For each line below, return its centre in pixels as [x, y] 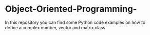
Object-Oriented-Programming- [71, 9]
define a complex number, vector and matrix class [55, 27]
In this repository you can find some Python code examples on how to [75, 22]
